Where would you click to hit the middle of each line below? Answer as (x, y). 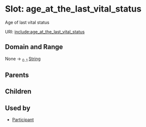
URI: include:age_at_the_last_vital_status (45, 32)
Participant (23, 120)
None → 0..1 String (23, 59)
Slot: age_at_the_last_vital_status (73, 9)
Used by (18, 108)
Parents (17, 75)
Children (18, 91)
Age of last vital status (27, 22)
